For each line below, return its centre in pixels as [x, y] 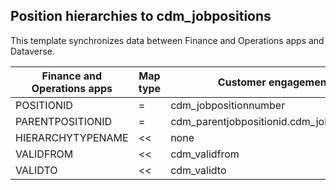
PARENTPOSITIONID [64, 121]
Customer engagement [274, 82]
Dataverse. [32, 51]
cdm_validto [198, 170]
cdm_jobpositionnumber [228, 105]
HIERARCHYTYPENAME [72, 137]
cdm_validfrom [205, 154]
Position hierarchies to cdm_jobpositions [141, 16]
